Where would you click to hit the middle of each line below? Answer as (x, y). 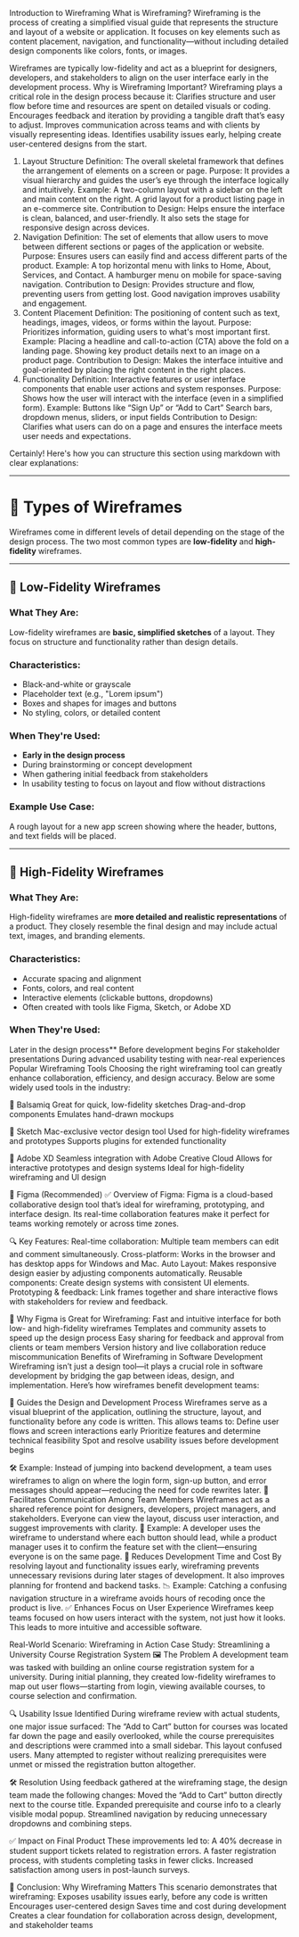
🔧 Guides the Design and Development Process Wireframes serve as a (138, 1402)
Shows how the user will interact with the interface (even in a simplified (153, 398)
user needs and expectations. (77, 436)
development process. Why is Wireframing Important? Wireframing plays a (146, 87)
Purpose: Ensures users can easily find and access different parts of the (154, 256)
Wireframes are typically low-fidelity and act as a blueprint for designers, (143, 68)
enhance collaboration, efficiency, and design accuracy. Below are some (142, 1078)
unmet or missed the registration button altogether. (102, 1764)
